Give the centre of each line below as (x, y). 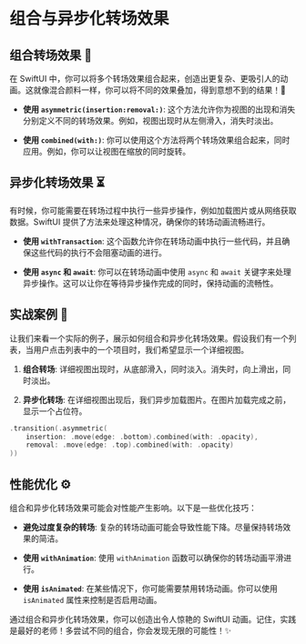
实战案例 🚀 (39, 315)
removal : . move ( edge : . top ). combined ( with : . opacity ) (130, 445)
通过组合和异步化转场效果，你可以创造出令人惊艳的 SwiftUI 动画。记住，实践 (153, 619)
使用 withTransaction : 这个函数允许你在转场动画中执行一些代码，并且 (152, 241)
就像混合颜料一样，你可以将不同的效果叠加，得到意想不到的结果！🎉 (160, 90)
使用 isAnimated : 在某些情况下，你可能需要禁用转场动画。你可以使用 (150, 589)
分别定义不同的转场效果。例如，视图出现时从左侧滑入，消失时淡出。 (150, 121)
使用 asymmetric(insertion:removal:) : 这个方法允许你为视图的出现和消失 (159, 109)
